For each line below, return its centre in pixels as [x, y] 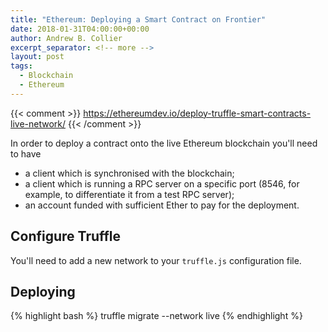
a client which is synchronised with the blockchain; [129, 173]
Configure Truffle [66, 236]
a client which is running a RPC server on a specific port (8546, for [162, 183]
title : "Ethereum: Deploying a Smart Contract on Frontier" [138, 19]
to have [26, 153]
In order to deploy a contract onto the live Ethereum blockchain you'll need [164, 143]
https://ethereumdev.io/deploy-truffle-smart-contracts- [197, 113]
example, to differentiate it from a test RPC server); [129, 194]
